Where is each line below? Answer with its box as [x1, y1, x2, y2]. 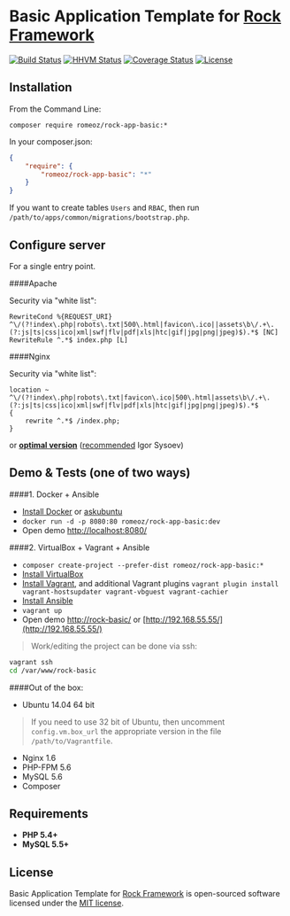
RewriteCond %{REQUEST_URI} [9, 312, 113, 321]
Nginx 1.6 [21, 752, 57, 763]
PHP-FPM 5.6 [21, 762, 72, 772]
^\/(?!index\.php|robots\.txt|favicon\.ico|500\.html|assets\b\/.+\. [9, 392, 271, 402]
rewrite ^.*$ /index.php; [25, 416, 121, 425]
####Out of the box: [9, 682, 84, 693]
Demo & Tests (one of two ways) [9, 465, 191, 480]
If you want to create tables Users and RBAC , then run [9, 202, 200, 213]
